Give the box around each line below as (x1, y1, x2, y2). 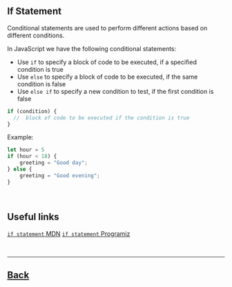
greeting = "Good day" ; (19, 159, 88, 166)
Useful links (7, 211, 60, 223)
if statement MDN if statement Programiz (7, 229, 130, 237)
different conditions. (7, 31, 65, 39)
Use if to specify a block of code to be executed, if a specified (17, 58, 197, 66)
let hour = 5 (7, 146, 45, 154)
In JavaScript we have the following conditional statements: (7, 44, 177, 52)
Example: (7, 133, 34, 141)
